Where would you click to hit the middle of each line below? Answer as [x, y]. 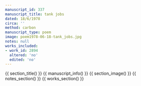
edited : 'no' [23, 60]
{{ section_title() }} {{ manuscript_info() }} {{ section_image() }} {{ [71, 73]
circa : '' [15, 23]
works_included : [21, 46]
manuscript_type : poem [28, 32]
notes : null [17, 42]
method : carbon [20, 28]
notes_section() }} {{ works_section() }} [44, 79]
